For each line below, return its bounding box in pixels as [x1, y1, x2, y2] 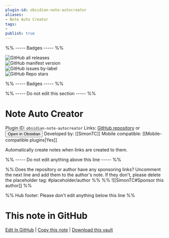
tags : [5, 21, 17, 27]
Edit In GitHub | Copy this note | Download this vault [5, 226, 114, 233]
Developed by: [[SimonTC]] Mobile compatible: [43, 130, 142, 137]
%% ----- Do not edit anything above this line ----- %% [5, 156, 122, 163]
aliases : [5, 12, 24, 17]
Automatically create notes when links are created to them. [5, 146, 128, 152]
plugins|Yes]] [29, 137, 57, 143]
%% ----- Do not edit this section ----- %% [5, 91, 96, 96]
